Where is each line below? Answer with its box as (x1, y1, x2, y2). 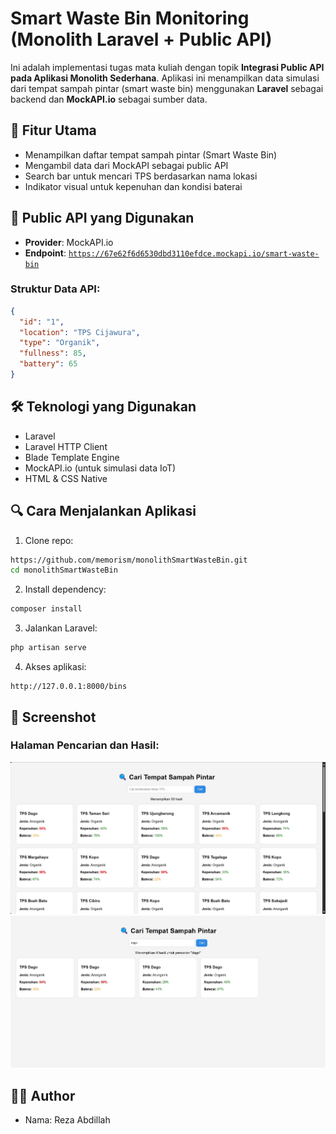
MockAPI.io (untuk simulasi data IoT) (24, 462, 177, 474)
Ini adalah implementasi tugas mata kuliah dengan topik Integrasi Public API (10, 61, 325, 73)
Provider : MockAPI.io (24, 236, 114, 248)
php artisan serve (10, 643, 87, 653)
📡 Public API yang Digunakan (10, 210, 195, 227)
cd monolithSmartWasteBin (10, 565, 118, 576)
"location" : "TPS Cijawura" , (19, 327, 141, 337)
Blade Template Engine (24, 451, 120, 463)
